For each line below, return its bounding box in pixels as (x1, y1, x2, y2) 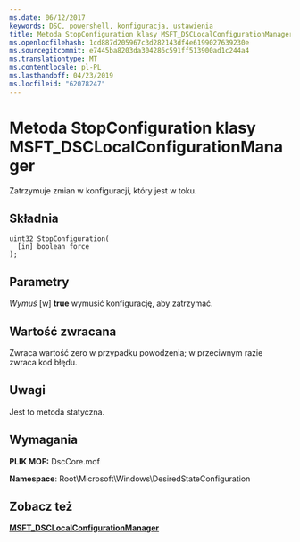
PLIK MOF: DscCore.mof (9, 456, 101, 466)
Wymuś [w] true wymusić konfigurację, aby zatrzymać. (9, 298, 213, 308)
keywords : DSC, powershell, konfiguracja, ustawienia (9, 21, 214, 30)
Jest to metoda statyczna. (9, 406, 105, 417)
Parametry (9, 274, 70, 290)
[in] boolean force (17, 242, 90, 251)
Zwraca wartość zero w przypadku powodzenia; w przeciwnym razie (9, 348, 263, 357)
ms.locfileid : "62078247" (9, 79, 105, 88)
